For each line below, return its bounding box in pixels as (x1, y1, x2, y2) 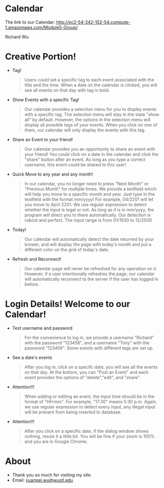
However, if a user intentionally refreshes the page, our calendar (24, 271, 155, 277)
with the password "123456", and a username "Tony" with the (24, 339, 150, 346)
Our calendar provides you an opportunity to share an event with (24, 146, 156, 152)
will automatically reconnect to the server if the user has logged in (24, 276, 159, 282)
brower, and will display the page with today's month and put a (24, 241, 151, 247)
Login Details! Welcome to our (5, 299, 131, 309)
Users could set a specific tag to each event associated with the (24, 77, 155, 82)
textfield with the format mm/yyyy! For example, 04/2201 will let (24, 196, 154, 202)
